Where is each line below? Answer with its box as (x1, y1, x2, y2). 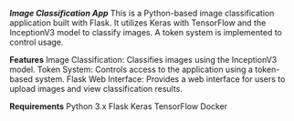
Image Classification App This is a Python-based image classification (9, 8, 275, 18)
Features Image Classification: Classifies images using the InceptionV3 (9, 55, 278, 65)
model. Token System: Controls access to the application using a (9, 64, 254, 75)
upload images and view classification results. (9, 84, 183, 94)
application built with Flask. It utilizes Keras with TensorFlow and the (9, 17, 267, 28)
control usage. (9, 36, 64, 47)
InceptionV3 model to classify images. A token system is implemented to (9, 27, 283, 37)
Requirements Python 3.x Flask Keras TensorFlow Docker (9, 101, 228, 112)
